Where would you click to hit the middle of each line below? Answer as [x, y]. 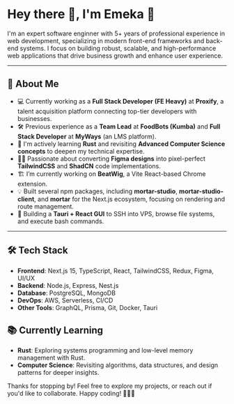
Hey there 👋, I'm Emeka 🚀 [81, 14]
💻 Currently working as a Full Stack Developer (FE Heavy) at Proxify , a [120, 101]
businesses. [34, 118]
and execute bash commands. [61, 221]
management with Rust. [51, 358]
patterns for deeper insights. [58, 373]
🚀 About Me [33, 84]
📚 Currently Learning [55, 330]
